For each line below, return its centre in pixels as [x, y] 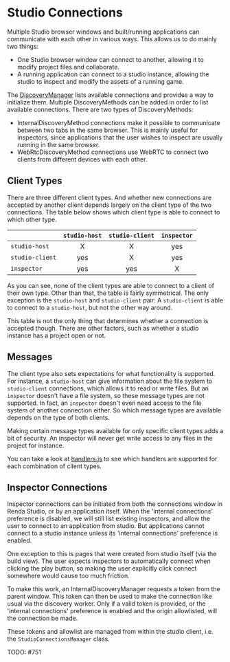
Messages [30, 357]
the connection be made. [43, 618]
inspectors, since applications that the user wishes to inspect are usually [120, 137]
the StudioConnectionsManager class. [58, 639]
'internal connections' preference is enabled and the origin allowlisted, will [112, 611]
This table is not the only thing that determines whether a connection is [108, 320]
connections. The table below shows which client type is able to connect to [114, 212]
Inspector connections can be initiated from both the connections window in [115, 504]
